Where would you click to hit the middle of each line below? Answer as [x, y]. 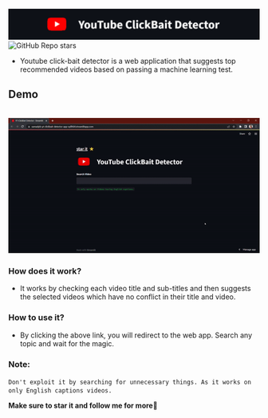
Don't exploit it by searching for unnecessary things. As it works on [130, 383]
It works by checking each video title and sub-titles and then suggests [135, 289]
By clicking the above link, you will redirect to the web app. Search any [136, 335]
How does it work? [45, 271]
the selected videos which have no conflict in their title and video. [128, 297]
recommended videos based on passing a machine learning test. [126, 69]
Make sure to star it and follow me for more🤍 [83, 406]
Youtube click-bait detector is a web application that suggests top [128, 61]
